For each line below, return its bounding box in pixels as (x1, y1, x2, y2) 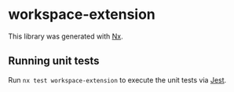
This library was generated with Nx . (8, 31, 123, 41)
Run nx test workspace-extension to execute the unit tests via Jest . (8, 75, 227, 84)
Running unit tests (8, 54, 100, 68)
